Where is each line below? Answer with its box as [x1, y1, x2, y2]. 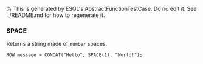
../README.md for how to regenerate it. [6, 11, 105, 19]
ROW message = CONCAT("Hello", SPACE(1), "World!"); [6, 52, 143, 58]
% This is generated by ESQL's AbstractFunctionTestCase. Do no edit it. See [6, 5, 197, 12]
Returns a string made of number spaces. [6, 40, 108, 48]
